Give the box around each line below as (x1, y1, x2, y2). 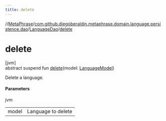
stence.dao (5, 26, 28, 32)
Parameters (5, 86, 30, 92)
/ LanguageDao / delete (28, 26, 73, 32)
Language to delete (27, 108, 73, 115)
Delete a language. (5, 75, 44, 81)
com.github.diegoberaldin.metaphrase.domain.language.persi (34, 21, 161, 27)
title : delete (5, 7, 35, 12)
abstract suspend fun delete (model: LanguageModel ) (5, 65, 114, 71)
